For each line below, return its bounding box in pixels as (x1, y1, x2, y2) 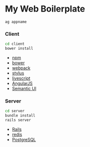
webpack (12, 65, 30, 71)
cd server (5, 109, 25, 114)
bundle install (5, 113, 36, 118)
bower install (5, 46, 34, 51)
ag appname (5, 19, 27, 24)
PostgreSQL (12, 136, 36, 142)
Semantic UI (12, 86, 37, 91)
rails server (5, 118, 31, 123)
